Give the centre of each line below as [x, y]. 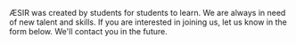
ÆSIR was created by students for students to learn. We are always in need [148, 13]
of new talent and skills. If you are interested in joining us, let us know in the [148, 22]
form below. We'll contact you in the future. [88, 31]
